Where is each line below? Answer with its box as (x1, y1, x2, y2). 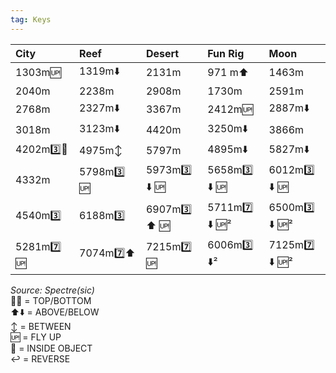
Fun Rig (207, 46, 245, 60)
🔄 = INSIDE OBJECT (10, 342, 93, 354)
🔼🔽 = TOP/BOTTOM (10, 294, 92, 306)
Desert (145, 46, 180, 60)
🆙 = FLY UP (10, 331, 62, 343)
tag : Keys (10, 14, 52, 25)
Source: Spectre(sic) (10, 284, 95, 296)
